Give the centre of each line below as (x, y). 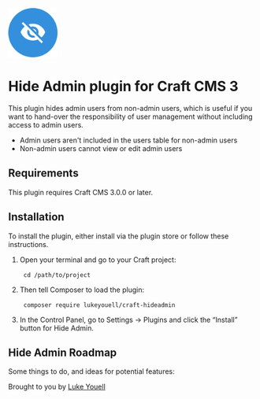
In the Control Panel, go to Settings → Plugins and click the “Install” (128, 320)
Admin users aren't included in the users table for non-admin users (128, 140)
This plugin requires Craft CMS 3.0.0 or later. (81, 192)
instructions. (28, 244)
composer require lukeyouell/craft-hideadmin (99, 305)
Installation (36, 217)
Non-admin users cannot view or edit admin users (101, 148)
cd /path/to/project (57, 275)
